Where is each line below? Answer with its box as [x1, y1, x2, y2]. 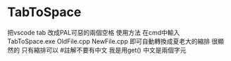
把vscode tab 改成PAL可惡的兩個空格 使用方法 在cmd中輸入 [7, 28, 180, 36]
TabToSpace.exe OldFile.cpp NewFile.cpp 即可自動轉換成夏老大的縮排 [7, 36, 210, 46]
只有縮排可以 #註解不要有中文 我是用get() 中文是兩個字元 [20, 46, 187, 54]
